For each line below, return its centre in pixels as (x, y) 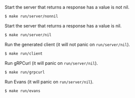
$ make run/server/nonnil (31, 16)
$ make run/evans (23, 91)
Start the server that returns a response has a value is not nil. (67, 7)
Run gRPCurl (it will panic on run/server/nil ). (51, 63)
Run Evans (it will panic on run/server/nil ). (49, 82)
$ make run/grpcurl (25, 72)
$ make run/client (24, 53)
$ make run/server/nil (28, 35)
